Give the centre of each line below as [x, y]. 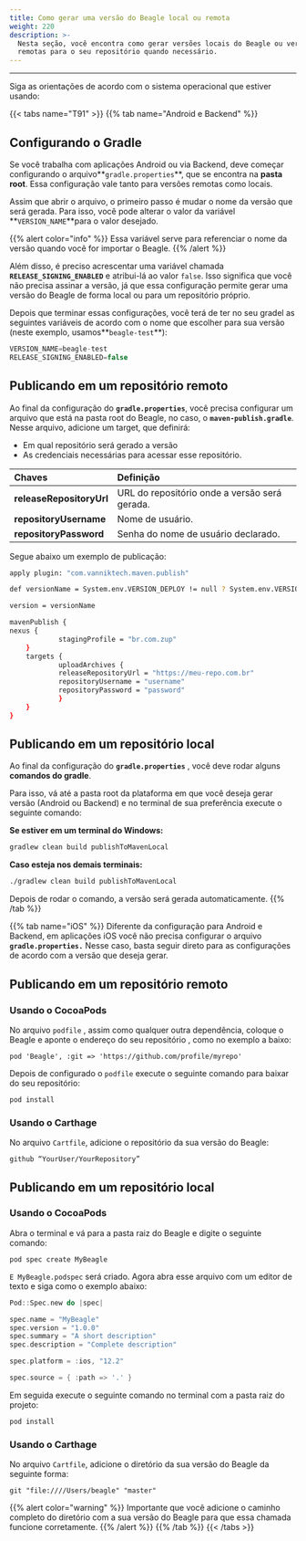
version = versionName [52, 606]
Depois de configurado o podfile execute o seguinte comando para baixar [149, 1073]
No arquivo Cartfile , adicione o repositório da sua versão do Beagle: [139, 1143]
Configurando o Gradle [76, 142]
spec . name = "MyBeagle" [55, 1319]
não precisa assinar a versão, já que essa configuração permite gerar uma [149, 285]
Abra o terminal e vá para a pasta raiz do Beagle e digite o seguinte [136, 1232]
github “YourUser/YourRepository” [75, 1159]
